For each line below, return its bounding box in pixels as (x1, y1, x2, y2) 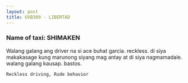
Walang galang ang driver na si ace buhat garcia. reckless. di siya (6, 47, 166, 54)
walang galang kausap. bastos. (6, 60, 82, 67)
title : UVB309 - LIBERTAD (6, 14, 70, 20)
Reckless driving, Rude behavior (6, 71, 89, 77)
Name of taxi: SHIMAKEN (6, 34, 80, 42)
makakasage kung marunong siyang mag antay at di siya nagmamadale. (6, 53, 183, 60)
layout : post (6, 8, 39, 15)
